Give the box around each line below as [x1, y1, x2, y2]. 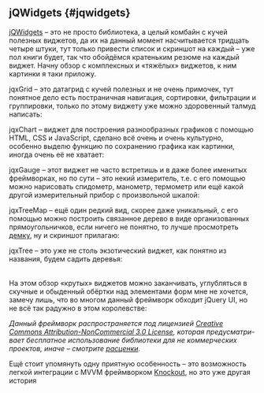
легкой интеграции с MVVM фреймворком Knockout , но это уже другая [9, 367, 251, 376]
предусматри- [206, 327, 255, 336]
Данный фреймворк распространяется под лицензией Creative [9, 318, 224, 328]
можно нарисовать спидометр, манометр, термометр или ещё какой [9, 181, 244, 191]
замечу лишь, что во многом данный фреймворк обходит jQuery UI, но [9, 295, 247, 304]
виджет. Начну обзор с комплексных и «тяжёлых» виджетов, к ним [9, 61, 237, 70]
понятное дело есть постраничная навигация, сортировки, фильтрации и [9, 92, 257, 102]
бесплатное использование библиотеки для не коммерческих [26, 335, 237, 345]
